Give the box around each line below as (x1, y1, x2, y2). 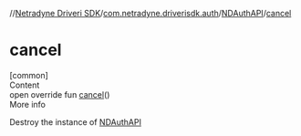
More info (9, 99, 47, 110)
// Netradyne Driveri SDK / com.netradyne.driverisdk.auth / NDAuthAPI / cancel (9, 8, 292, 18)
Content (9, 79, 40, 90)
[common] (9, 69, 48, 80)
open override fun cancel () (9, 89, 110, 99)
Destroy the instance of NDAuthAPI (9, 116, 141, 127)
